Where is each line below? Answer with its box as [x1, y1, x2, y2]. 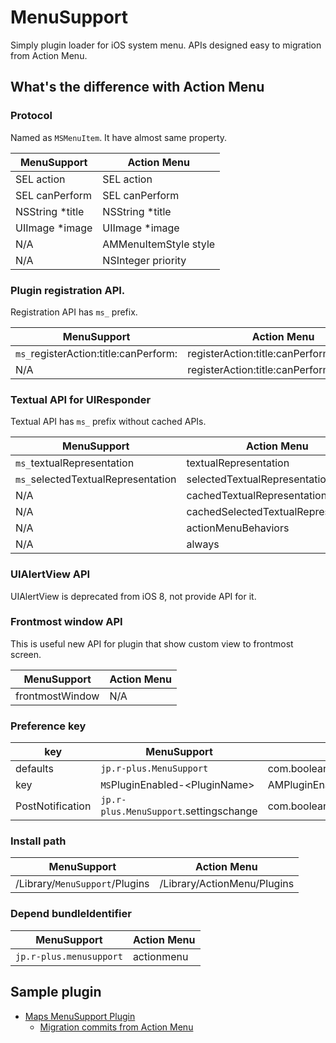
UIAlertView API [10, 567, 91, 581]
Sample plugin [10, 984, 102, 1001]
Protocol [10, 109, 53, 123]
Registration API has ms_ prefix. [10, 306, 138, 318]
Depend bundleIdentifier [10, 907, 132, 921]
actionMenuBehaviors [186, 521, 290, 535]
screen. [10, 648, 42, 660]
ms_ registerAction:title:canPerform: [15, 346, 178, 360]
